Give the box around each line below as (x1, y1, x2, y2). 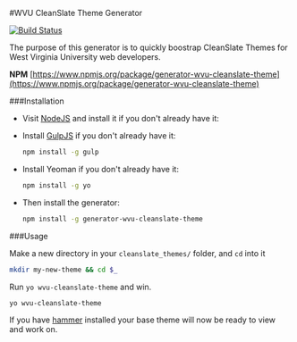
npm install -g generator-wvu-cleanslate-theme (21, 214, 203, 223)
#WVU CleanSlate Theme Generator (9, 8, 143, 18)
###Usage (9, 230, 49, 241)
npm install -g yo (21, 180, 91, 190)
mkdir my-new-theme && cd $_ (9, 265, 118, 274)
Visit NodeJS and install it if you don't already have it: (21, 113, 219, 123)
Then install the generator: (21, 196, 121, 208)
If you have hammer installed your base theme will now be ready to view (9, 314, 276, 325)
